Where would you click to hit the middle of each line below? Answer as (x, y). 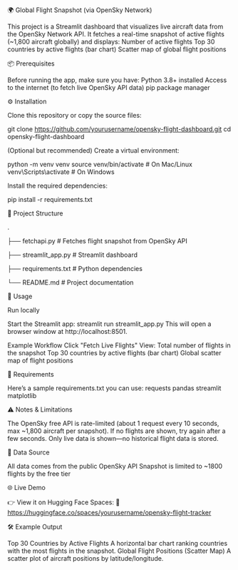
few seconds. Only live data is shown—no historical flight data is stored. (113, 438)
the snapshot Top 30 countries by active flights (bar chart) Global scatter (115, 353)
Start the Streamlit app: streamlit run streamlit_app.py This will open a (109, 324)
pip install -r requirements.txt (50, 199)
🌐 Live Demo (27, 488)
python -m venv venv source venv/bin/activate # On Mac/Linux (100, 164)
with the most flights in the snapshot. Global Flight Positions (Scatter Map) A (119, 551)
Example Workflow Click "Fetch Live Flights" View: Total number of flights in (119, 345)
